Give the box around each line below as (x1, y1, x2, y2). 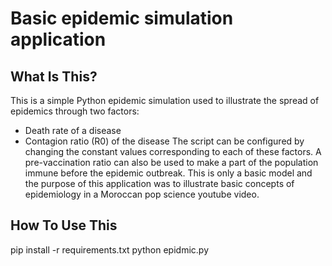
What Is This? (10, 68, 98, 85)
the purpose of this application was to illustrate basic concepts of (24, 178, 295, 189)
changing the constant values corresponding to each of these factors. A (24, 146, 322, 157)
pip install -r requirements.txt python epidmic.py (10, 243, 210, 256)
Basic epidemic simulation (10, 7, 234, 30)
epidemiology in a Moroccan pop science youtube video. (24, 188, 260, 200)
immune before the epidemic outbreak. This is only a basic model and (24, 167, 313, 179)
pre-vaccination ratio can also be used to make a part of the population (24, 157, 319, 168)
